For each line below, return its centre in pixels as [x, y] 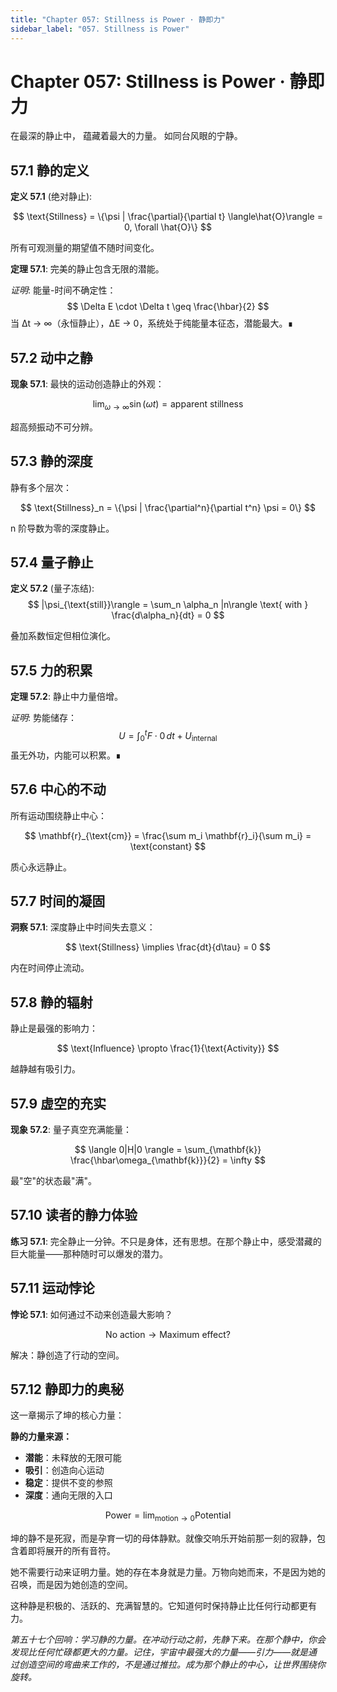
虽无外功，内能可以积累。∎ [66, 755]
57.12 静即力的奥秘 [67, 1389]
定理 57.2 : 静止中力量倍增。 [66, 697]
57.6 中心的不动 [58, 789]
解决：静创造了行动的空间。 [67, 1355]
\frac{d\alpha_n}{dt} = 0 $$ [168, 615]
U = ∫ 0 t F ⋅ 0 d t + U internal [168, 736]
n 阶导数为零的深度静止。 [62, 528]
